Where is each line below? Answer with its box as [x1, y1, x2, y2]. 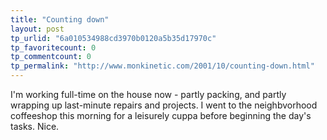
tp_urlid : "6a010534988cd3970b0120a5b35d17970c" [10, 33, 217, 43]
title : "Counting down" [10, 14, 110, 25]
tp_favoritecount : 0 [10, 42, 97, 53]
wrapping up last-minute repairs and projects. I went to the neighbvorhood [10, 99, 318, 111]
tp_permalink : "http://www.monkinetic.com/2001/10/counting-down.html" [10, 61, 315, 71]
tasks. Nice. [10, 121, 60, 132]
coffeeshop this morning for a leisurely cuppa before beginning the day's [10, 110, 312, 121]
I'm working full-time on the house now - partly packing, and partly [10, 89, 287, 100]
